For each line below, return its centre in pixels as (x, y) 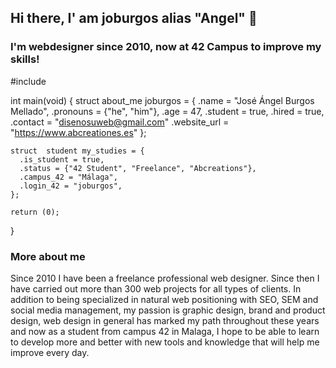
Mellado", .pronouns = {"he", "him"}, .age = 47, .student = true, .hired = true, (167, 111)
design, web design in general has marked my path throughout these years (165, 320)
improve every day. (50, 352)
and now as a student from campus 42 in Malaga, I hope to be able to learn (165, 331)
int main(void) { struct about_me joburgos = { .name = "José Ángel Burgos (162, 100)
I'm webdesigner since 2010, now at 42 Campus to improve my (166, 47)
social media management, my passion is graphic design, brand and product (168, 310)
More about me (48, 256)
